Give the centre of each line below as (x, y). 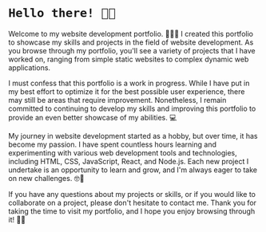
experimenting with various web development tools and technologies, (123, 152)
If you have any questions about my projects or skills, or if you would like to (132, 194)
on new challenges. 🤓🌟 (46, 178)
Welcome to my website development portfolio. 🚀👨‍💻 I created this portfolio (131, 33)
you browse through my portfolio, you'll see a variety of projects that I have (132, 50)
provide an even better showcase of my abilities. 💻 (93, 117)
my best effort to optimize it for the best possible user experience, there (127, 91)
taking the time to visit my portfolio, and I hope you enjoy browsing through (132, 211)
